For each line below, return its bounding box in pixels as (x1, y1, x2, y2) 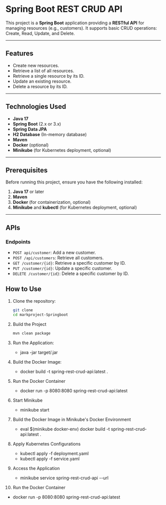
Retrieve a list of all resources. (12, 68, 74, 74)
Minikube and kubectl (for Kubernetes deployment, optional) (12, 204, 137, 211)
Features (5, 49, 33, 58)
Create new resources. (12, 62, 60, 68)
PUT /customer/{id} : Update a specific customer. (12, 266, 112, 272)
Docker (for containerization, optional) (12, 199, 91, 205)
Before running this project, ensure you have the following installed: (5, 179, 143, 185)
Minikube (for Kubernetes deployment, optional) (12, 147, 111, 153)
